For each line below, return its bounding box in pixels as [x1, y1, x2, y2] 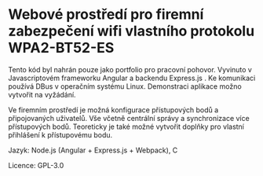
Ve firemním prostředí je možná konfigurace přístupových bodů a [8, 104, 219, 115]
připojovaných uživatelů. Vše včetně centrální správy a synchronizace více [8, 113, 250, 123]
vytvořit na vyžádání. [8, 90, 76, 99]
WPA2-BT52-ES [8, 39, 115, 57]
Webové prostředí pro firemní [8, 5, 204, 24]
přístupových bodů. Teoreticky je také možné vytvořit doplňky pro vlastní [8, 122, 245, 131]
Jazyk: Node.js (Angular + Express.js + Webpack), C [8, 145, 178, 155]
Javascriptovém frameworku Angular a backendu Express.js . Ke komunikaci [8, 73, 256, 82]
